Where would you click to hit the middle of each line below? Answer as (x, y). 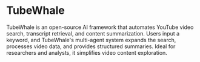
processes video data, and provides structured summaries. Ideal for (91, 46)
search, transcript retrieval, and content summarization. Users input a (93, 33)
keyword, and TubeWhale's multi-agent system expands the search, (91, 40)
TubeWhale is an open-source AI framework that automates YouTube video (100, 27)
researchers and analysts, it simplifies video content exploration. (87, 52)
